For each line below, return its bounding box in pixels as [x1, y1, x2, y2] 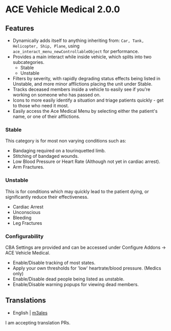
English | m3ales [12, 310, 47, 316]
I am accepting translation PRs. [5, 319, 70, 325]
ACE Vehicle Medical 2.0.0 [5, 4, 120, 15]
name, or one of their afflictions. [12, 113, 81, 120]
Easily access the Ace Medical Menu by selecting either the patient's [12, 108, 158, 114]
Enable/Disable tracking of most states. [12, 259, 95, 266]
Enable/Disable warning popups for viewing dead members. [12, 281, 139, 287]
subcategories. [12, 59, 45, 65]
